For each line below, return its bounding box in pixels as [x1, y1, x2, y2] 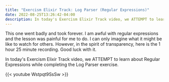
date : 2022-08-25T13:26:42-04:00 [5, 12, 75, 17]
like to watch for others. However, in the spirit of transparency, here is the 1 [5, 41, 161, 47]
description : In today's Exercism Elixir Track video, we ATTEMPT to [5, 17, 154, 22]
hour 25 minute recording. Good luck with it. [5, 46, 97, 53]
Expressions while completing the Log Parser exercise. [5, 61, 119, 68]
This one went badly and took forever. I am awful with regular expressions [5, 31, 158, 37]
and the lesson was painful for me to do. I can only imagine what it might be [5, 36, 162, 42]
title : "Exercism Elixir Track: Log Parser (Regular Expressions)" [5, 7, 150, 13]
